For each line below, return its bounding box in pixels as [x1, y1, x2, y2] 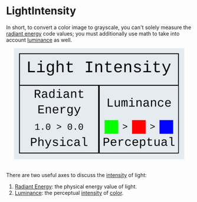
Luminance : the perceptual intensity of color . [14, 189, 124, 196]
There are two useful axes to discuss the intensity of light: [6, 171, 147, 178]
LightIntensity [6, 4, 77, 18]
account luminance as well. [6, 36, 73, 43]
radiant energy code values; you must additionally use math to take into [6, 30, 180, 37]
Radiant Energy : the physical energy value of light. [14, 182, 137, 190]
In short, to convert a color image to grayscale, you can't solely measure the [6, 24, 192, 31]
